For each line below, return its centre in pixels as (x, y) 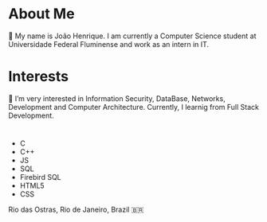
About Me (41, 14)
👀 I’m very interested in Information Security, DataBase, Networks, (117, 98)
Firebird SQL (40, 177)
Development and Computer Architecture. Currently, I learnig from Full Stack (133, 107)
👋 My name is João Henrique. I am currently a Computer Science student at (132, 36)
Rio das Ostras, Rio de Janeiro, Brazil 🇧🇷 (76, 210)
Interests (39, 77)
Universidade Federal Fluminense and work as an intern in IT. (109, 44)
